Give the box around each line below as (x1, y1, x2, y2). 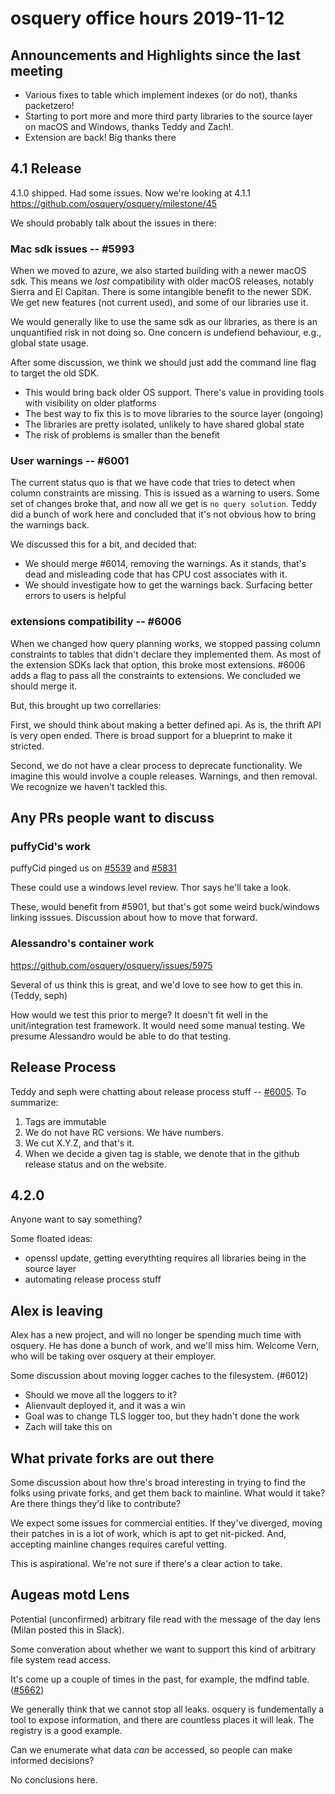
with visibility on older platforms (24, 397, 157, 409)
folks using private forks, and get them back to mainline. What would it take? (10, 1487, 326, 1499)
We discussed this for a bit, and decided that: (10, 538, 197, 551)
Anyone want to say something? (10, 1213, 143, 1226)
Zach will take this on (24, 1421, 113, 1433)
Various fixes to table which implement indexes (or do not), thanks (24, 89, 298, 101)
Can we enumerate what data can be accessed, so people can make (10, 1743, 293, 1756)
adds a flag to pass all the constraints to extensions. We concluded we (10, 669, 302, 681)
